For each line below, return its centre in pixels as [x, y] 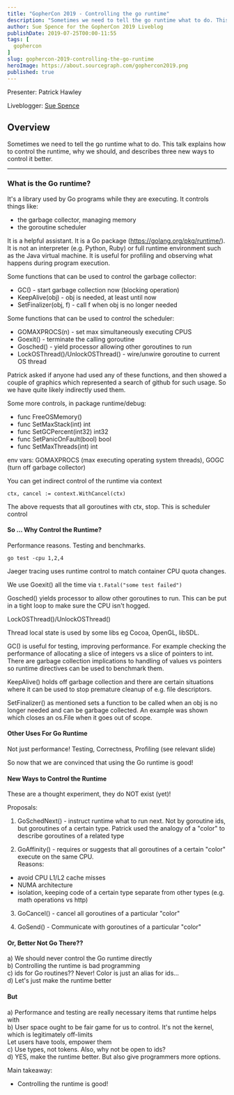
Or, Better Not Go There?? [45, 943]
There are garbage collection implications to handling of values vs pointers [115, 660]
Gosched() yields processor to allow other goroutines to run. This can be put [117, 598]
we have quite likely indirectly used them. [67, 390]
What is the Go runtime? [49, 183]
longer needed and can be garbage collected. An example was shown [108, 710]
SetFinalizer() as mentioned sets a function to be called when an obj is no [112, 702]
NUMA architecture [45, 885]
